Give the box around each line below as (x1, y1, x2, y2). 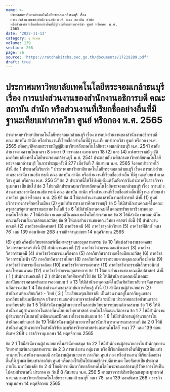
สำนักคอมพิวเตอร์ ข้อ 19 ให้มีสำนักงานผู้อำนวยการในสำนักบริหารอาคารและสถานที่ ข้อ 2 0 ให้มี (6, 319, 162, 325)
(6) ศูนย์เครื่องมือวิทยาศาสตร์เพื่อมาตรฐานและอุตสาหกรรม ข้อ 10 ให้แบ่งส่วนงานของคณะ (6, 239, 152, 245)
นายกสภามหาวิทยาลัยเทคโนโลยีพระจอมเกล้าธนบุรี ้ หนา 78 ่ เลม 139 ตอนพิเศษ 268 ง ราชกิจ (6, 375, 162, 381)
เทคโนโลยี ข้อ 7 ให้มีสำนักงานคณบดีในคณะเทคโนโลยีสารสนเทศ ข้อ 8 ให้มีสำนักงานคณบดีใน (6, 212, 161, 218)
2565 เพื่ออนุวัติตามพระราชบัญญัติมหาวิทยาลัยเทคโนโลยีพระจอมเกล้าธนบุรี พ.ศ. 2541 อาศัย (6, 143, 160, 149)
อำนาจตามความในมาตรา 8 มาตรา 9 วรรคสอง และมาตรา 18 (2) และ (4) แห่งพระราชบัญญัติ (6, 149, 158, 155)
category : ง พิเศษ (6, 36, 40, 41)
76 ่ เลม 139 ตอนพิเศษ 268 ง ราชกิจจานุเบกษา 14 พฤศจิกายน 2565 (6, 229, 124, 235)
